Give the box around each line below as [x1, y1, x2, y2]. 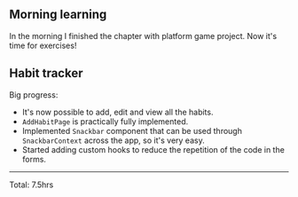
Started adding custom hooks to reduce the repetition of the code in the [21, 144, 286, 154]
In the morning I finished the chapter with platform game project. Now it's [9, 30, 278, 41]
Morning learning [9, 7, 107, 22]
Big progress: [9, 89, 59, 100]
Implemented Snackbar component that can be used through [21, 125, 242, 136]
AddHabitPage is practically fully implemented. [21, 115, 189, 127]
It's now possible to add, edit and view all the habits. [21, 106, 214, 117]
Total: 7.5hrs [9, 179, 54, 190]
